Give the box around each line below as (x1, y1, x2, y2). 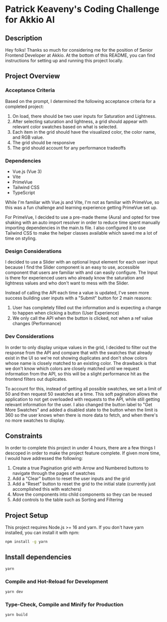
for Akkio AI (5, 14, 55, 25)
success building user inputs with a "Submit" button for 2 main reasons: (5, 295, 153, 301)
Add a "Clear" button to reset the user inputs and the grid (12, 476, 130, 482)
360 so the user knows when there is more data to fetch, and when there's (5, 412, 158, 418)
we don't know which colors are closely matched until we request (5, 365, 140, 371)
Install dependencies (5, 553, 72, 561)
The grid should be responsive (12, 139, 76, 145)
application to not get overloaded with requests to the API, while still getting (5, 396, 160, 402)
